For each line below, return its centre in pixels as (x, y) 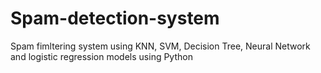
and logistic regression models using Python (101, 56)
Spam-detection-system (115, 18)
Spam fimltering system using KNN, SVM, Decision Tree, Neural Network (160, 46)
